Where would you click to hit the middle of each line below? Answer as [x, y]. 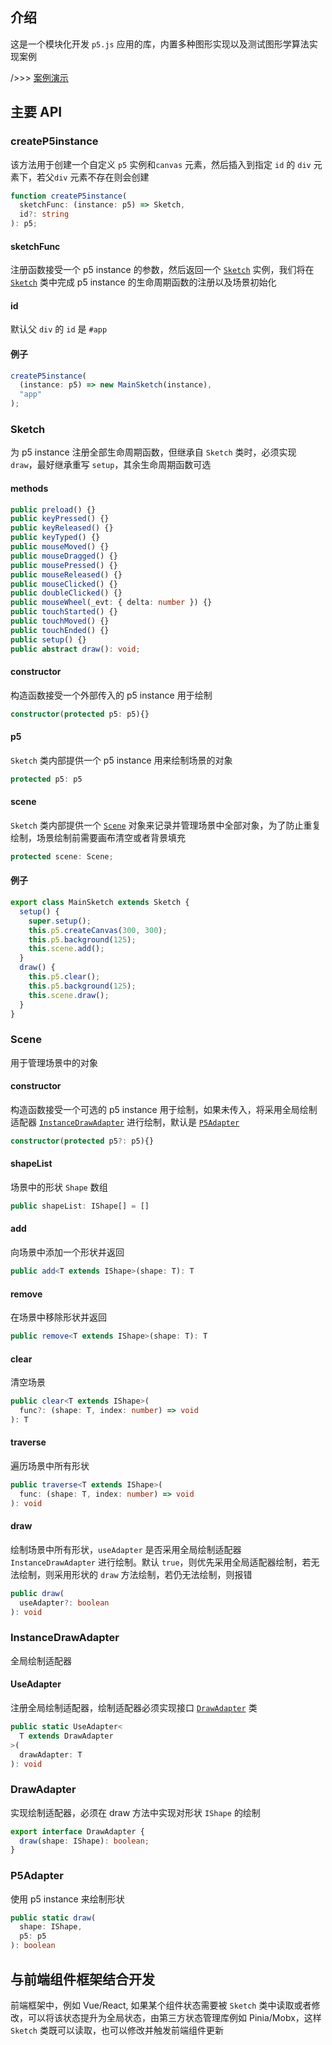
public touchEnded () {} [60, 630]
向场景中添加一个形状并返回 [67, 1252]
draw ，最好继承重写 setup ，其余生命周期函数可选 [111, 465]
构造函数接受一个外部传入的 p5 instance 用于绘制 [111, 695]
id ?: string [44, 214]
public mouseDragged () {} [64, 556]
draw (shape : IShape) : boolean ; [84, 1841]
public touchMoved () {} [60, 621]
